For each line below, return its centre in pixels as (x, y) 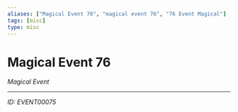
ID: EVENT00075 (32, 102)
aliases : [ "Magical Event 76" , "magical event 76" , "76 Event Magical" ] (117, 14)
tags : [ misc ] (27, 21)
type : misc (23, 27)
